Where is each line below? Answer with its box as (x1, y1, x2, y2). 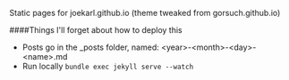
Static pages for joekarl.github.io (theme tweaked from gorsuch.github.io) (9, 8, 281, 18)
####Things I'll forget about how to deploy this (9, 25, 183, 35)
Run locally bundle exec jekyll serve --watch (21, 61, 194, 71)
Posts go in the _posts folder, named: (21, 42, 159, 52)
